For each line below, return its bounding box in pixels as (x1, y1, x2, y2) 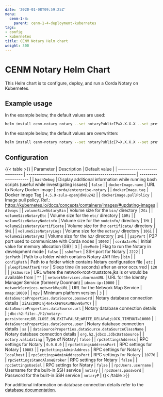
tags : (5, 25, 16, 30)
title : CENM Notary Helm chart (5, 39, 68, 44)
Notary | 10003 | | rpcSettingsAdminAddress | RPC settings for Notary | (5, 347, 144, 352)
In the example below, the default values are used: (5, 112, 106, 118)
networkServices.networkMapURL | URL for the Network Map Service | (5, 284, 142, 290)
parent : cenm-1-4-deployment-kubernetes (14, 20, 97, 26)
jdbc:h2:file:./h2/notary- (7, 311, 62, 316)
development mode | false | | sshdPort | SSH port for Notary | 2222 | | (5, 248, 144, 254)
